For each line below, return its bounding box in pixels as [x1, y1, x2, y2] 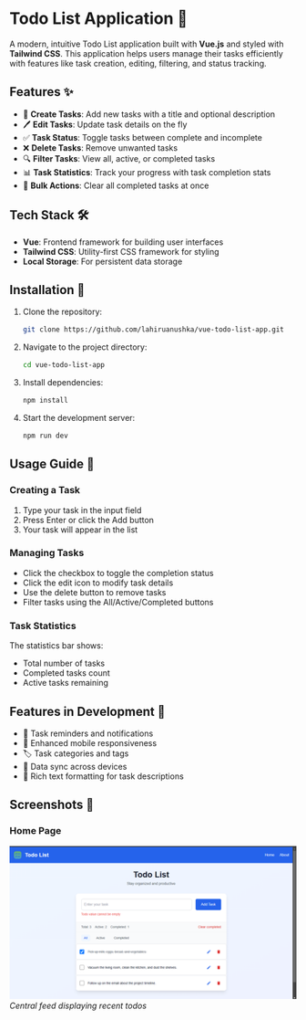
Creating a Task [9, 484, 80, 497]
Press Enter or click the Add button [22, 514, 155, 525]
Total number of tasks [22, 657, 106, 669]
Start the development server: [22, 413, 136, 423]
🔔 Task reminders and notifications [22, 728, 154, 739]
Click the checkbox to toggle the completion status [22, 567, 214, 578]
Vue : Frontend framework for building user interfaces [22, 237, 224, 247]
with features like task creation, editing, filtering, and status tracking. [9, 58, 267, 68]
